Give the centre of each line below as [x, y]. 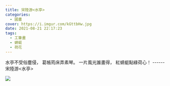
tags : [11, 33]
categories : [18, 15]
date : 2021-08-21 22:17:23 [34, 29]
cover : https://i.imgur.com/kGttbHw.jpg [49, 24]
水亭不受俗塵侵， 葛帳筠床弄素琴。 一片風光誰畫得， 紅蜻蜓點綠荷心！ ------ [85, 62]
